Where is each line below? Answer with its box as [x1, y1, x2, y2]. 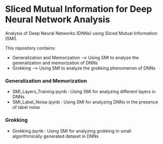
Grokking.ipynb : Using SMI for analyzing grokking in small [12, 128, 132, 134]
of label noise [12, 105, 41, 110]
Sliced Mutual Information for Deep [5, 3, 152, 15]
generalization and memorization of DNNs [12, 60, 98, 66]
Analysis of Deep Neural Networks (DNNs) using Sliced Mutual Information [5, 30, 158, 36]
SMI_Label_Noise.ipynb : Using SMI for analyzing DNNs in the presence [12, 99, 158, 105]
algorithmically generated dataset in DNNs [12, 133, 99, 139]
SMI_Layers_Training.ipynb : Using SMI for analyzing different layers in [12, 89, 156, 95]
